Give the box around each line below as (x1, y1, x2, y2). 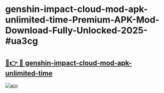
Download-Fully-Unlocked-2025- (5, 25, 148, 36)
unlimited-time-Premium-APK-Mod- (5, 14, 159, 25)
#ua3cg (5, 35, 39, 47)
